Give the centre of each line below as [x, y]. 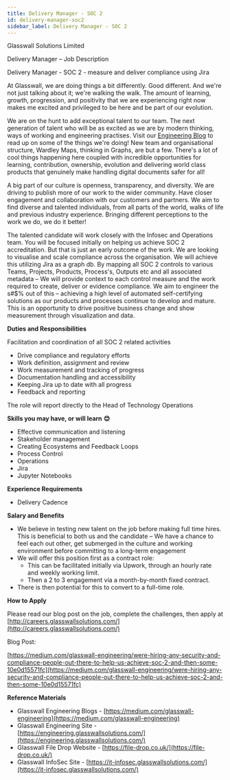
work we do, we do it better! [47, 222]
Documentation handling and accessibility [76, 377]
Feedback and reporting [51, 392]
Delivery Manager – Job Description [58, 59]
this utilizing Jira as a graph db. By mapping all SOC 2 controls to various [110, 265]
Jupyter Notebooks [44, 476]
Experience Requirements [45, 489]
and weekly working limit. [63, 573]
